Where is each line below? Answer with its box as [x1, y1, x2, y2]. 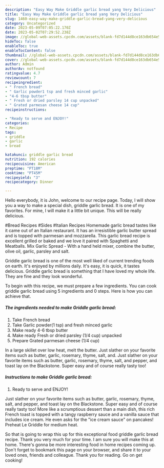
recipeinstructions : [5, 107, 47, 113]
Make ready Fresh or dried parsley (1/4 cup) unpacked [12, 332, 122, 338]
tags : [5, 130, 16, 135]
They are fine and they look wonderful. [5, 274, 83, 280]
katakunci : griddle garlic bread [5, 152, 73, 157]
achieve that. [5, 293, 31, 299]
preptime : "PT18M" [5, 166, 42, 171]
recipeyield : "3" [5, 175, 41, 180]
